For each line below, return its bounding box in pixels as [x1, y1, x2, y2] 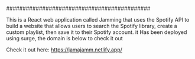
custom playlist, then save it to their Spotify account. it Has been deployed [6, 29, 187, 36]
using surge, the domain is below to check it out [6, 35, 123, 41]
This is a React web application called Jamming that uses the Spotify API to [6, 16, 190, 23]
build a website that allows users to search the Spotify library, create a [6, 23, 177, 29]
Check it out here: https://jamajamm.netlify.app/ [6, 46, 123, 53]
